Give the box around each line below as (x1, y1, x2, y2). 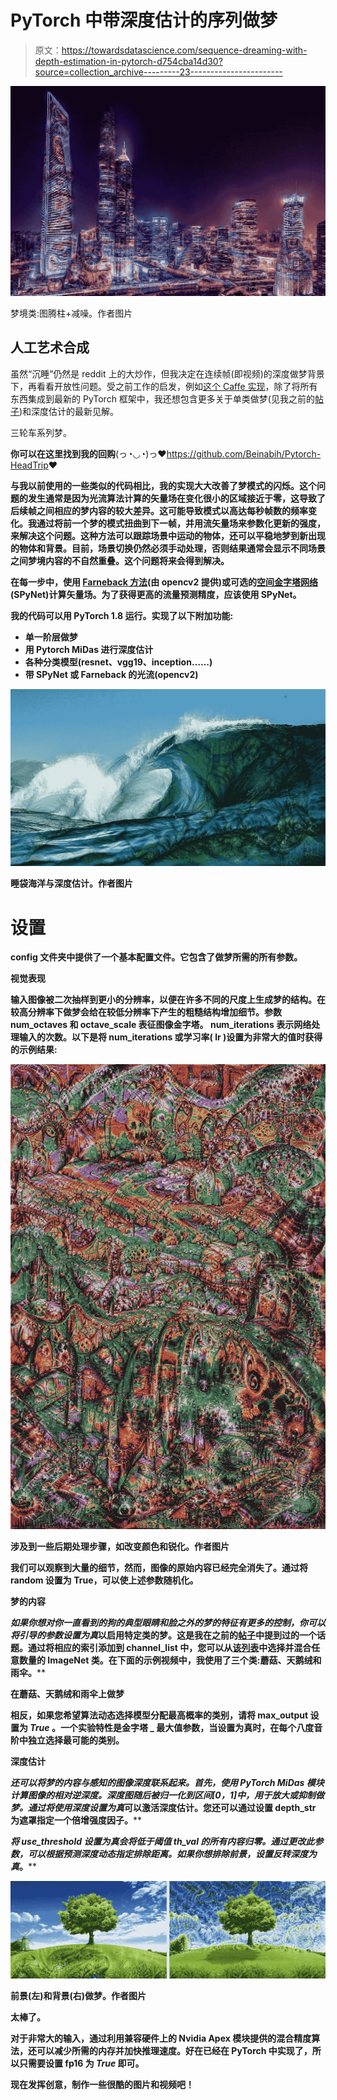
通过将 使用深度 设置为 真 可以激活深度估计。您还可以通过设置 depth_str (27, 1801, 317, 1813)
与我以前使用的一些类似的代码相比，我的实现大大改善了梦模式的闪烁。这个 (10, 479, 317, 491)
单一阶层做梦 (24, 631, 78, 643)
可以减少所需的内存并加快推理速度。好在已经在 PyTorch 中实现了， (36, 2045, 313, 2056)
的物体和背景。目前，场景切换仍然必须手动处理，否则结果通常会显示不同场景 (10, 542, 326, 554)
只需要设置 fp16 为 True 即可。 (18, 2057, 145, 2069)
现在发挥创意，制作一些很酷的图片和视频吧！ (10, 2079, 195, 2090)
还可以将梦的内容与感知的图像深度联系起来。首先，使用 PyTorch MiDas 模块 (10, 1776, 325, 1788)
